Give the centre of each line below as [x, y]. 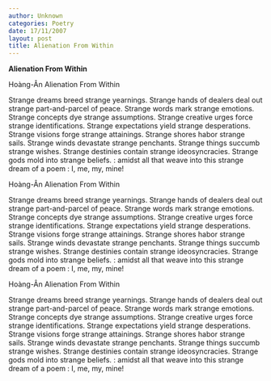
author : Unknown [36, 16]
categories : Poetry [41, 23]
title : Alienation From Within [61, 46]
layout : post [30, 38]
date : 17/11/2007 [38, 31]
